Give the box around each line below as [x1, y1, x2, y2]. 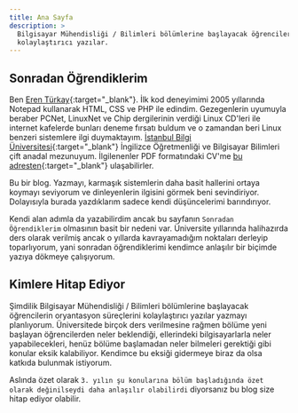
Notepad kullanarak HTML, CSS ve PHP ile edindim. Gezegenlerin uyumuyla [9, 104, 286, 115]
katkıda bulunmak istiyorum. [9, 357, 113, 368]
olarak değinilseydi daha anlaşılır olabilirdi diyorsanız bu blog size [9, 384, 275, 394]
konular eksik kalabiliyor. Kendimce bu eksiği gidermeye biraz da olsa [9, 347, 263, 358]
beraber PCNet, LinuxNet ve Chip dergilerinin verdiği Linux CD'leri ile [9, 113, 261, 124]
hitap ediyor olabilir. [9, 393, 82, 404]
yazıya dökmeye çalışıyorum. [9, 251, 115, 262]
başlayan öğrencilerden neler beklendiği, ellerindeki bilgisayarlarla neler [9, 329, 272, 339]
